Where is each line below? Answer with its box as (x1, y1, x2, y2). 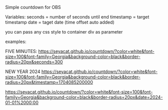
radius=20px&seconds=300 (5, 59, 63, 64)
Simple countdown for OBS (5, 4, 61, 10)
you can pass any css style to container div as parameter (5, 29, 123, 34)
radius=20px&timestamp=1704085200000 (5, 79, 93, 85)
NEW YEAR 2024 (5, 68, 40, 74)
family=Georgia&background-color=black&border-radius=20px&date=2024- (5, 94, 163, 100)
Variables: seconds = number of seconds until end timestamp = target (5, 14, 149, 19)
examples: (5, 38, 26, 44)
